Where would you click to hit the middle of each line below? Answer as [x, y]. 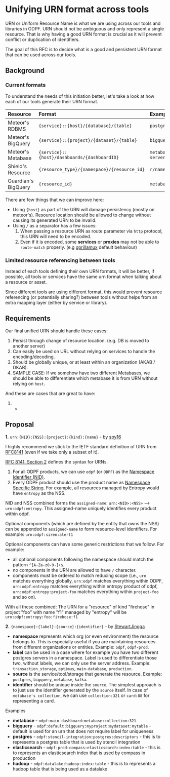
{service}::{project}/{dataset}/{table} [88, 140]
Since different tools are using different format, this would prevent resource [84, 292]
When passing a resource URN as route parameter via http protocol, [91, 231]
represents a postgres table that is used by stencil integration [76, 742]
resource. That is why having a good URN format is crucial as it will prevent [83, 34]
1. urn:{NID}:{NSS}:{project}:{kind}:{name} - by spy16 [63, 437]
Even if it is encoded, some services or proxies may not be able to [90, 242]
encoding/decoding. [34, 357]
